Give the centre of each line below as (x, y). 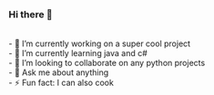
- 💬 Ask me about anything (59, 72)
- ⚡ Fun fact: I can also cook (61, 83)
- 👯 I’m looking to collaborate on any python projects (107, 63)
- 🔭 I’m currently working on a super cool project (100, 43)
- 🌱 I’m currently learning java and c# (78, 53)
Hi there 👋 (31, 14)
